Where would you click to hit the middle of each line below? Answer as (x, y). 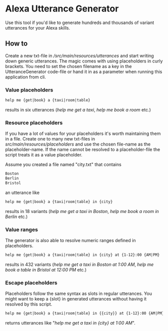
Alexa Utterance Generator (62, 9)
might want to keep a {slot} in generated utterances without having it (76, 299)
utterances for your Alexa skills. (38, 27)
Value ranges (22, 229)
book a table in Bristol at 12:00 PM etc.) (46, 269)
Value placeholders (29, 89)
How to (16, 44)
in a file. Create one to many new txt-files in (50, 139)
